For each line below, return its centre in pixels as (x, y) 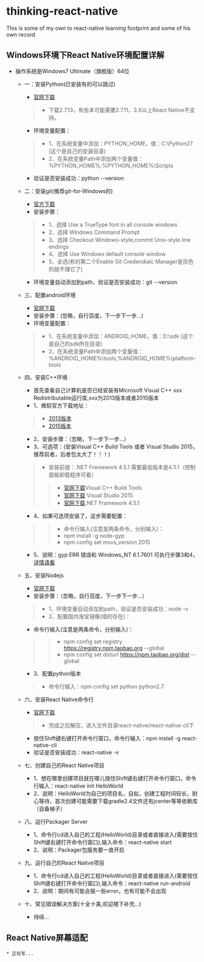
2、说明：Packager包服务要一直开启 (79, 850)
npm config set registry (93, 642)
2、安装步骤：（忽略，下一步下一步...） (81, 439)
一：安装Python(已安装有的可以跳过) (70, 84)
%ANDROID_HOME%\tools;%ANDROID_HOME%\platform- (122, 358)
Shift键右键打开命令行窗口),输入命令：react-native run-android (112, 883)
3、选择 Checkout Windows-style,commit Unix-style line (119, 239)
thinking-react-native (62, 11)
